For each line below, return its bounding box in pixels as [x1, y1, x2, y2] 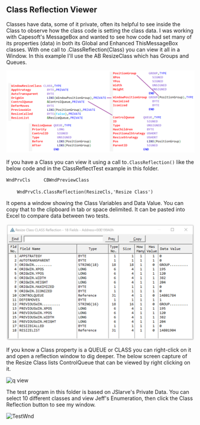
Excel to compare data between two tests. [6, 212, 110, 219]
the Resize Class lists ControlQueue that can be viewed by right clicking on [6, 359, 191, 366]
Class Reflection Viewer [6, 5, 97, 15]
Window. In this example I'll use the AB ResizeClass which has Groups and [6, 52, 189, 59]
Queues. [6, 58, 27, 66]
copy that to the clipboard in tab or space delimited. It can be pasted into [6, 206, 185, 213]
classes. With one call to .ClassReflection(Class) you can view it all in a [6, 46, 180, 53]
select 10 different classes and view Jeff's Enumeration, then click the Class [6, 395, 193, 402]
